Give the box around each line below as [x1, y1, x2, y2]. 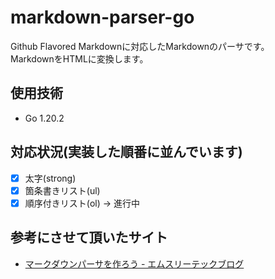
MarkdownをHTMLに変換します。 [10, 52, 149, 65]
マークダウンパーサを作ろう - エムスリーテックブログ [24, 257, 245, 270]
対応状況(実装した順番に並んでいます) [10, 144, 243, 161]
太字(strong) [24, 172, 77, 184]
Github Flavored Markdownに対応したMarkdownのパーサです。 [10, 40, 270, 52]
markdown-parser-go [10, 6, 195, 29]
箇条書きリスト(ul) [24, 184, 101, 196]
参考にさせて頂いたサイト [10, 229, 168, 246]
